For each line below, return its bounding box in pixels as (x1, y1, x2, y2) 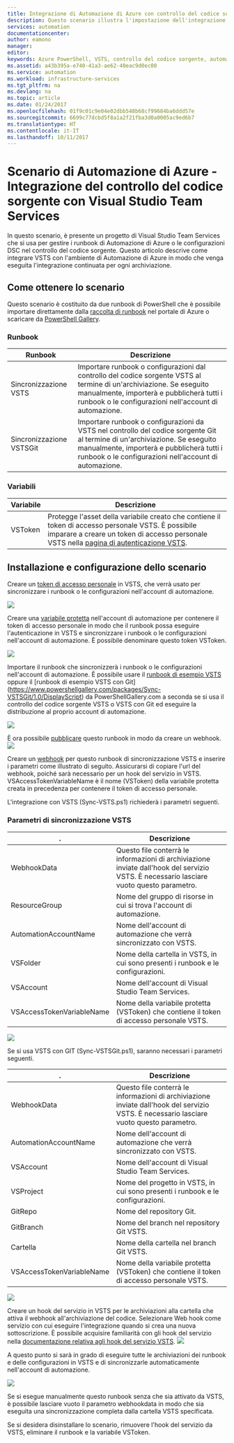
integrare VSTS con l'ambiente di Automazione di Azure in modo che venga (7, 254, 224, 262)
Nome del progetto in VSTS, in (116, 1177, 215, 1187)
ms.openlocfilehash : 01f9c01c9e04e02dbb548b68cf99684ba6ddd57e (7, 108, 195, 115)
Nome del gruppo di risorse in (116, 892, 214, 901)
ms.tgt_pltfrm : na (7, 82, 61, 89)
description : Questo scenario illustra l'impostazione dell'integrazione (7, 17, 226, 24)
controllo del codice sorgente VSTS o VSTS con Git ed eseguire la (7, 700, 197, 709)
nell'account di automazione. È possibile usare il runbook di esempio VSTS (7, 670, 221, 679)
